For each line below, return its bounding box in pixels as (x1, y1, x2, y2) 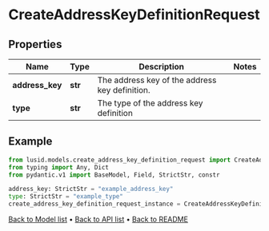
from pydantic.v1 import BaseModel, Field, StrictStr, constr (8, 170, 220, 179)
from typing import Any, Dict (8, 163, 110, 171)
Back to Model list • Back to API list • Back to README (8, 214, 188, 225)
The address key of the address (97, 74, 217, 86)
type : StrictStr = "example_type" (8, 193, 124, 201)
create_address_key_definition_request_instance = (8, 200, 181, 209)
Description (139, 62, 185, 72)
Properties (8, 38, 62, 51)
